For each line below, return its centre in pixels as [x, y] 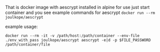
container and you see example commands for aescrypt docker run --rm [80, 12]
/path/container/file [28, 44]
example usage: [21, 26]
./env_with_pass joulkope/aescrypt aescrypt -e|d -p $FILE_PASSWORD [78, 40]
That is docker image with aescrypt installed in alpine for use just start [77, 7]
